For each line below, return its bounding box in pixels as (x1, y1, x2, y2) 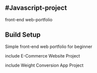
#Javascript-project (5, 4, 67, 12)
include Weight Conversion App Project (5, 62, 84, 68)
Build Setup (5, 31, 41, 39)
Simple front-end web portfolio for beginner (5, 44, 93, 49)
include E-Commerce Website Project (5, 53, 80, 58)
